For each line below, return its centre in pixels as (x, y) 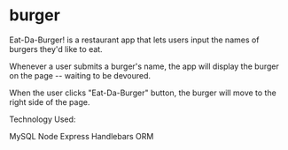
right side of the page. (50, 101)
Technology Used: (43, 119)
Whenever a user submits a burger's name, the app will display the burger (144, 66)
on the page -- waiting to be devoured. (80, 75)
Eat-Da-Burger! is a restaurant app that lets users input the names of (134, 40)
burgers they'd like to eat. (56, 49)
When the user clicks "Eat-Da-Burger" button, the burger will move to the (143, 93)
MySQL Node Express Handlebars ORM (82, 136)
